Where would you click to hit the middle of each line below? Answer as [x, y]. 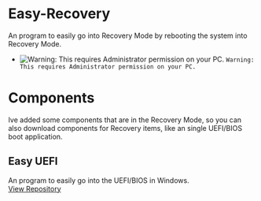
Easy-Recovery [59, 14]
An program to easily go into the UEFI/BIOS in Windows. [99, 180]
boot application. [35, 136]
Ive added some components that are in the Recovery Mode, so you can [125, 120]
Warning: [240, 60]
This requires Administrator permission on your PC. [108, 67]
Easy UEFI [33, 161]
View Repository [35, 188]
